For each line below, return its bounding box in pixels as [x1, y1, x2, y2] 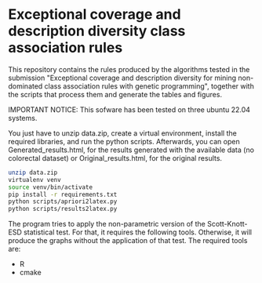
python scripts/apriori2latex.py [8, 198, 118, 205]
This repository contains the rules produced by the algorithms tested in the [8, 64, 250, 74]
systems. [8, 113, 38, 122]
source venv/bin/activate [8, 183, 93, 191]
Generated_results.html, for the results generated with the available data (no [8, 145, 255, 154]
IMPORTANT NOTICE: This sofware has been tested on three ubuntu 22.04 [8, 104, 251, 114]
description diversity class [8, 22, 186, 40]
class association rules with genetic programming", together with [44, 81, 255, 91]
